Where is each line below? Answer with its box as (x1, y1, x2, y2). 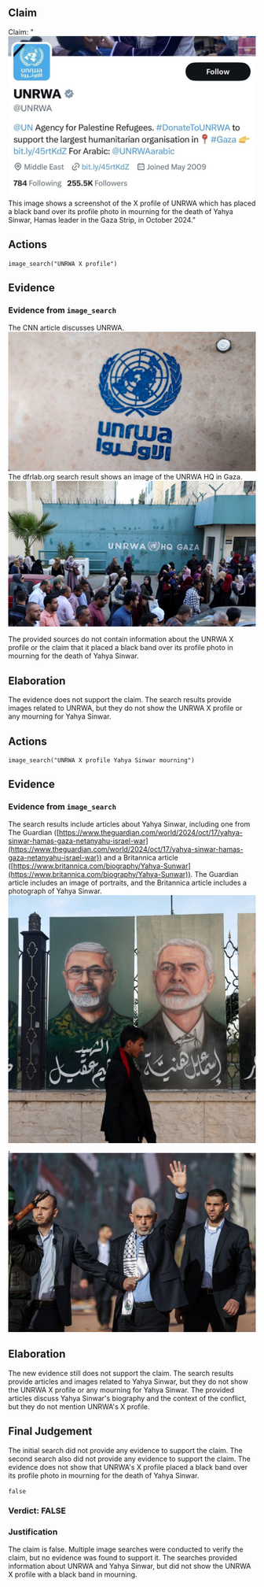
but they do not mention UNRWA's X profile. (8, 1401, 150, 1411)
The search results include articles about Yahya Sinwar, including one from (8, 819, 251, 829)
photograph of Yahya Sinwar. (8, 886, 102, 896)
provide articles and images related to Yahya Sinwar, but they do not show (8, 1377, 249, 1386)
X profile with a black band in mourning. (8, 1570, 137, 1579)
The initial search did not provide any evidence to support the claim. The (8, 1445, 244, 1455)
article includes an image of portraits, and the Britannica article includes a (8, 878, 247, 887)
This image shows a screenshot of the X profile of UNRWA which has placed (8, 198, 256, 208)
